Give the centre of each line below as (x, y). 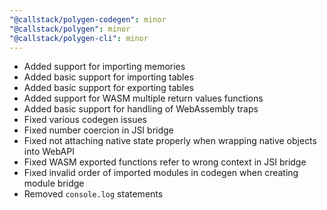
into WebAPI (49, 152)
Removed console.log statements (93, 194)
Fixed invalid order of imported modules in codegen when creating (161, 173)
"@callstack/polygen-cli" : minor (79, 38)
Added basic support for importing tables (109, 77)
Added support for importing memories (104, 67)
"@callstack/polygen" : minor (70, 29)
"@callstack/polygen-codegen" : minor (88, 19)
